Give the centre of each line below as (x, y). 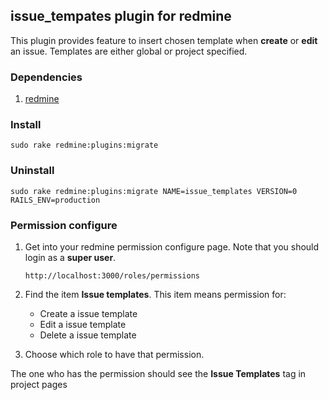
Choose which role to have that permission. (114, 354)
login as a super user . (70, 257)
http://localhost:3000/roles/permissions (112, 276)
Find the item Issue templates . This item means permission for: (155, 294)
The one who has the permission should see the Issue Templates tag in (158, 373)
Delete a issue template (88, 335)
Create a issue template (88, 313)
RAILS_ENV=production (55, 200)
